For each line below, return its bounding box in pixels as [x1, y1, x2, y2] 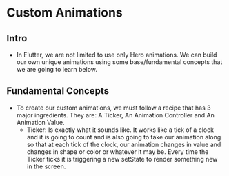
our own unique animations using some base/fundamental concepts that [16, 58, 223, 66]
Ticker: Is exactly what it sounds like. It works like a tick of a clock [26, 126, 215, 134]
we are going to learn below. [16, 66, 98, 73]
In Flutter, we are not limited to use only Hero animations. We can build [16, 50, 217, 59]
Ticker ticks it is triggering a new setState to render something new [26, 155, 218, 163]
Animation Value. [16, 118, 65, 126]
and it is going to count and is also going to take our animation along [26, 133, 221, 141]
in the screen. [26, 162, 66, 170]
